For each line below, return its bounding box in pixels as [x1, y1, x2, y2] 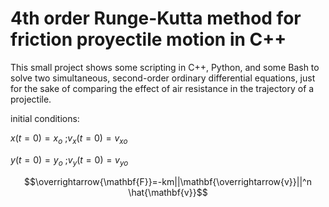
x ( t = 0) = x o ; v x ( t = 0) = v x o [10, 132, 128, 146]
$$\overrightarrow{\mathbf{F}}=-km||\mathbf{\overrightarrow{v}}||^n [24, 175, 312, 187]
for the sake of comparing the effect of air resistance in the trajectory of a [10, 82, 315, 94]
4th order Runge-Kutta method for [10, 7, 302, 30]
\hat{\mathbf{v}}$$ [128, 186, 208, 198]
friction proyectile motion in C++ [10, 28, 287, 51]
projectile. [10, 93, 52, 105]
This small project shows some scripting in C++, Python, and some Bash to [10, 61, 320, 73]
